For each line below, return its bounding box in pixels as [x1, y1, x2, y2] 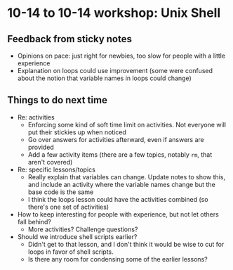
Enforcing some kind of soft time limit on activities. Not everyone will [27, 120, 227, 129]
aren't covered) [27, 157, 73, 166]
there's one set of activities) [27, 202, 109, 211]
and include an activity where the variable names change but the [27, 180, 215, 188]
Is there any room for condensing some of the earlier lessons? [27, 255, 208, 263]
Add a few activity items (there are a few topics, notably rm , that [27, 150, 213, 159]
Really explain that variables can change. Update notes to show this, [27, 172, 226, 181]
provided [27, 143, 54, 151]
